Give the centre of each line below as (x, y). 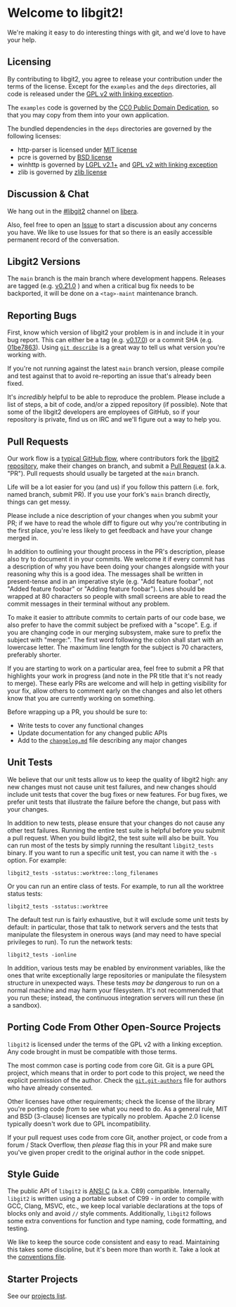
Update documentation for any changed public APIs (92, 733)
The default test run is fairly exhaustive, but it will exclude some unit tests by (118, 919)
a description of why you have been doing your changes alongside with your (118, 566)
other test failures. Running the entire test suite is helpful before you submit (116, 830)
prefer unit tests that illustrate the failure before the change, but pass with (114, 802)
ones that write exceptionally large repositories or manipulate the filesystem (117, 975)
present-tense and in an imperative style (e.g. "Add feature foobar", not (110, 581)
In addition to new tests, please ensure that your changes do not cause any (116, 823)
